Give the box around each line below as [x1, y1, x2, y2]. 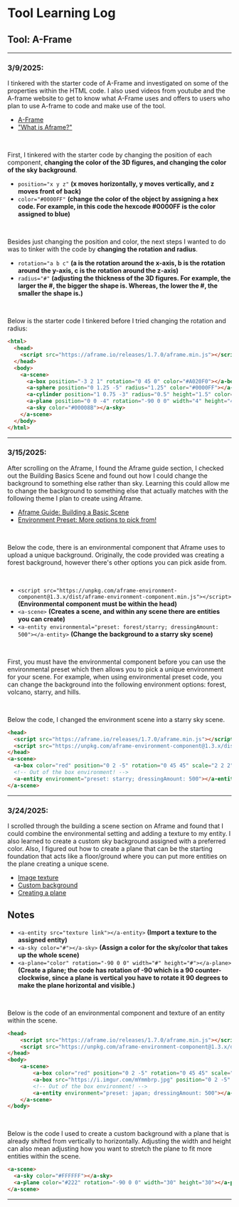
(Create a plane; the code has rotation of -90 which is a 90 [17, 966, 194, 974]
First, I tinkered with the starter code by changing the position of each [7, 151, 212, 160]
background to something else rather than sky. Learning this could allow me [7, 479, 230, 487]
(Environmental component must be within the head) [17, 600, 178, 608]
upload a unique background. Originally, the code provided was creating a [7, 550, 225, 559]
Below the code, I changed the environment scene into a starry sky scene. [7, 715, 225, 723]
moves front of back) [17, 187, 82, 196]
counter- [194, 966, 222, 974]
